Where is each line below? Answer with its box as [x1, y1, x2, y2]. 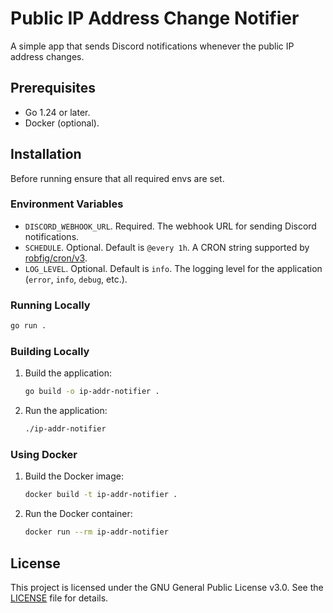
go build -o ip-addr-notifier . [24, 387, 160, 397]
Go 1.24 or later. [24, 106, 91, 118]
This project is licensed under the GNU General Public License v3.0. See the [10, 581, 324, 593]
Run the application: [24, 405, 108, 417]
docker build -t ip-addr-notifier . [24, 490, 178, 500]
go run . [10, 321, 47, 331]
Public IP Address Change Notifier [10, 7, 300, 30]
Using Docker [10, 448, 78, 461]
